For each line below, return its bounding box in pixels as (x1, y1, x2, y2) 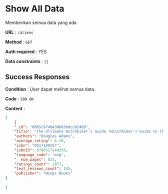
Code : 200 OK (5, 95, 34, 101)
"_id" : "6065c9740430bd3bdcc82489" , (14, 124, 91, 129)
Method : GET (5, 38, 32, 45)
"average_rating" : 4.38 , (14, 138, 66, 143)
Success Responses (5, 73, 70, 81)
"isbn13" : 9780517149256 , (14, 147, 68, 152)
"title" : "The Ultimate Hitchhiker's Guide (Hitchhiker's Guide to (14, 129, 157, 134)
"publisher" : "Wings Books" (14, 171, 72, 176)
